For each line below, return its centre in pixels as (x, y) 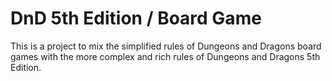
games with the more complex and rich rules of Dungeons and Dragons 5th (165, 56)
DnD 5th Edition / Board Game (136, 18)
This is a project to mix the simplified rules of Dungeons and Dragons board (166, 46)
